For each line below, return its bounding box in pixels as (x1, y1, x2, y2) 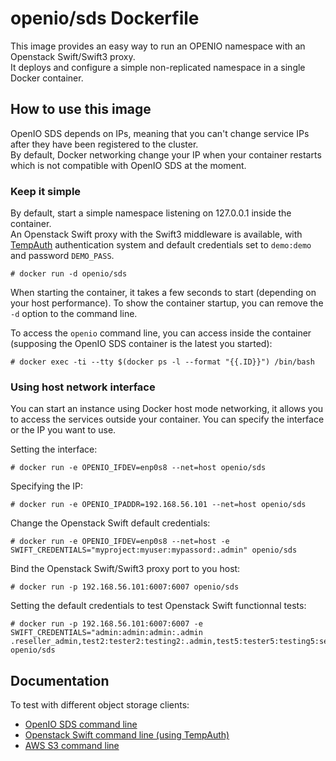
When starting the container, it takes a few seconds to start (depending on (10, 287, 317, 299)
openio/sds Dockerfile (10, 7, 200, 30)
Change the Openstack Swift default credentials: (10, 517, 211, 529)
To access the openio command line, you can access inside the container (10, 327, 312, 339)
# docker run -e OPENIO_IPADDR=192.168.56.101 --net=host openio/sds (10, 500, 307, 510)
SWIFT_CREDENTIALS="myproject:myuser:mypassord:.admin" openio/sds (10, 545, 298, 556)
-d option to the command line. (10, 308, 138, 320)
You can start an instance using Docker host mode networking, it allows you (10, 403, 324, 415)
